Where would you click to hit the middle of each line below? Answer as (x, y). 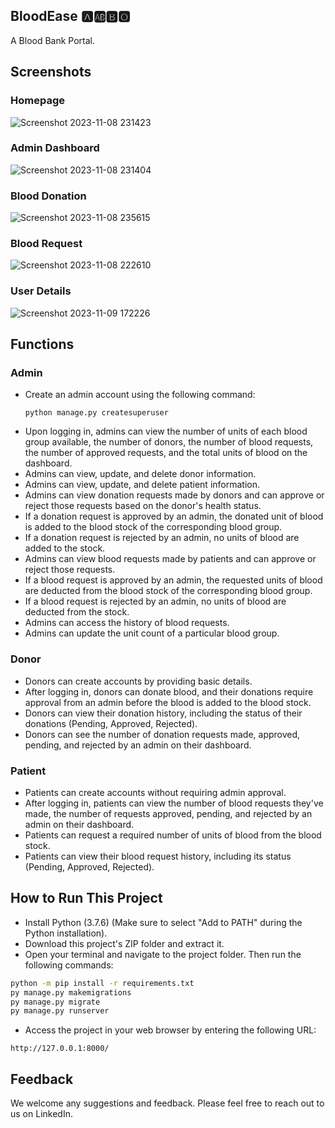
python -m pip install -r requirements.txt (102, 983)
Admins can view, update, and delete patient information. (142, 485)
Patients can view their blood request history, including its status (158, 856)
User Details (41, 291)
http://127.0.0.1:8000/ (60, 1049)
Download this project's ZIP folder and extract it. (124, 943)
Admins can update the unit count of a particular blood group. (152, 633)
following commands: (69, 965)
